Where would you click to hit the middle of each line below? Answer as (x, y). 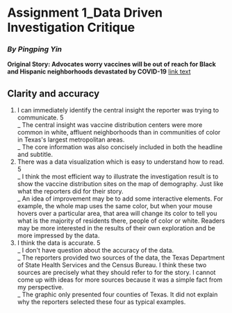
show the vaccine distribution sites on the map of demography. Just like (120, 184)
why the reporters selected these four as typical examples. (101, 302)
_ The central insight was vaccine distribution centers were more (110, 125)
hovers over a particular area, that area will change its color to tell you (117, 214)
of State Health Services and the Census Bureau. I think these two (112, 265)
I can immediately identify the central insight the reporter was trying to (118, 110)
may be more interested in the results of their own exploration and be (116, 228)
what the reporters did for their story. (70, 192)
